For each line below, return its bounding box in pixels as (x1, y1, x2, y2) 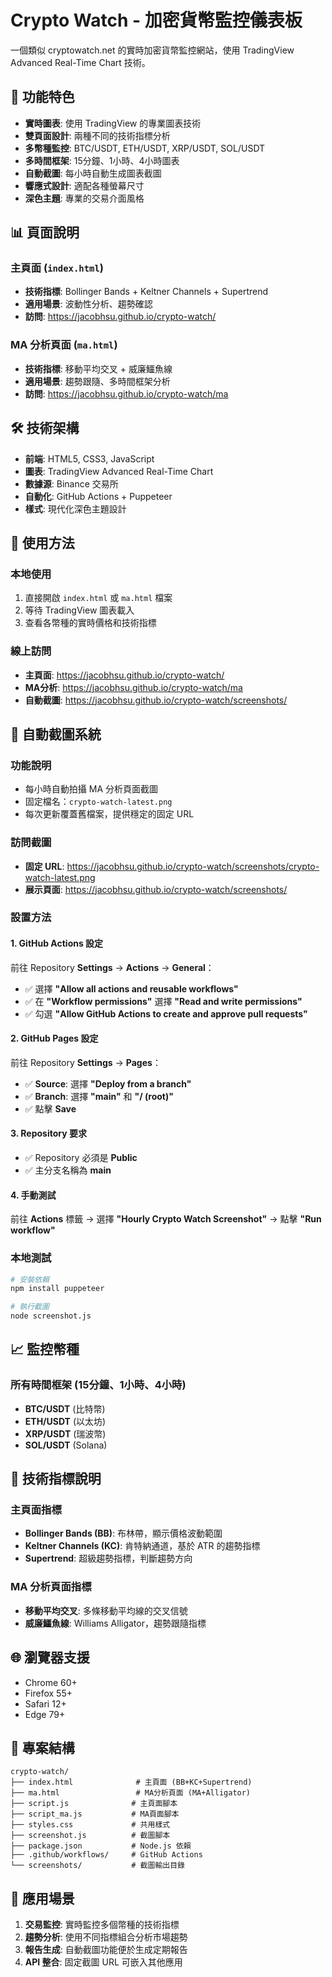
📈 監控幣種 (10, 1341, 80, 1358)
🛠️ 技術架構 (10, 420, 80, 437)
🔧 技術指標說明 (10, 1471, 102, 1488)
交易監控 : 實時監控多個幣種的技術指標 (24, 1919, 180, 1931)
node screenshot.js (10, 1311, 92, 1321)
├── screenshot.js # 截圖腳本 (10, 1831, 171, 1841)
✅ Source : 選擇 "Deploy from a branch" (24, 1077, 192, 1090)
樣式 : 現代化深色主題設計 (24, 502, 127, 515)
